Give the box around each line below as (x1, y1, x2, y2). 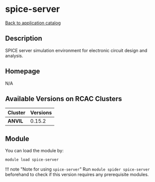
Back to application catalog (5, 20, 61, 26)
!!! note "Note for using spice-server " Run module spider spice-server (5, 166, 150, 172)
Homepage (5, 67, 40, 75)
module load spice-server (5, 157, 59, 162)
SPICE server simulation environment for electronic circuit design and (5, 47, 148, 53)
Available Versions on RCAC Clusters (5, 94, 122, 103)
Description (5, 34, 42, 43)
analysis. (5, 53, 23, 59)
